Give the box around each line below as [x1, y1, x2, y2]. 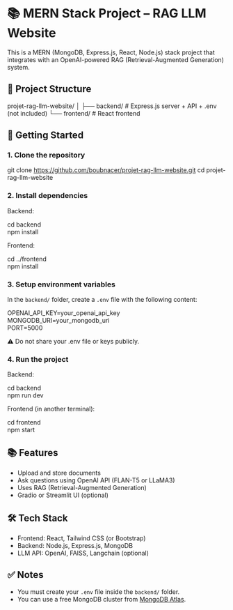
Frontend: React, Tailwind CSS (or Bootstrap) [17, 534, 146, 542]
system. [7, 63, 30, 71]
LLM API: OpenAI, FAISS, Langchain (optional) [17, 549, 150, 557]
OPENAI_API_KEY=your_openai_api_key [7, 309, 120, 317]
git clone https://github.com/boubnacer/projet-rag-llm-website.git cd [7, 166, 205, 174]
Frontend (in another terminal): [7, 405, 95, 413]
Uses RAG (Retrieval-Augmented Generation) [17, 484, 147, 492]
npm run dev [7, 391, 44, 399]
